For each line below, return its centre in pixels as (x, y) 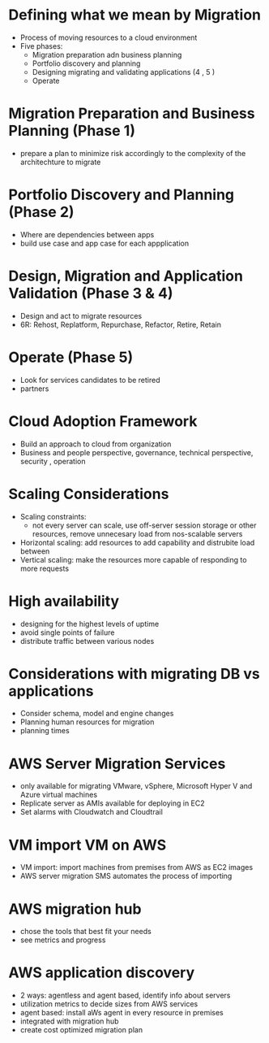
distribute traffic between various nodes (87, 641)
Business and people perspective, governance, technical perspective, (137, 452)
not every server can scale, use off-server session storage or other (144, 525)
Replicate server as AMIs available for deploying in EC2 (112, 803)
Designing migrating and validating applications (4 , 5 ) (124, 72)
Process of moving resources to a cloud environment (109, 37)
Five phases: (41, 46)
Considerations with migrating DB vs (134, 674)
